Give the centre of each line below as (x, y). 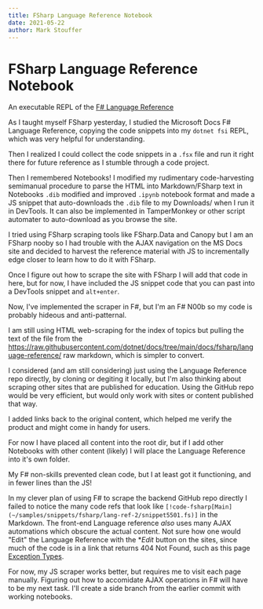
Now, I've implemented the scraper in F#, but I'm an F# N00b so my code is (130, 307)
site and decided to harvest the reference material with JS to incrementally (129, 251)
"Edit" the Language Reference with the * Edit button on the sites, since (123, 540)
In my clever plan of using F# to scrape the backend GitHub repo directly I (128, 498)
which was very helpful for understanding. (77, 139)
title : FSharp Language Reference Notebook (80, 15)
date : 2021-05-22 (37, 23)
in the (209, 515)
